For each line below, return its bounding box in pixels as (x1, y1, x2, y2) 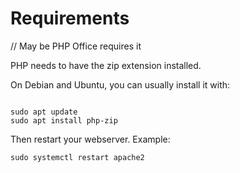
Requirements (10, 7, 130, 30)
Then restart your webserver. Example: (10, 133, 171, 145)
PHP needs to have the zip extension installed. (10, 59, 202, 71)
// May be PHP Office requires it (10, 40, 142, 52)
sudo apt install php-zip (10, 115, 118, 126)
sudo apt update (10, 107, 78, 117)
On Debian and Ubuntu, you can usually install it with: (10, 78, 231, 91)
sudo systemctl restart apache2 (10, 152, 145, 162)
